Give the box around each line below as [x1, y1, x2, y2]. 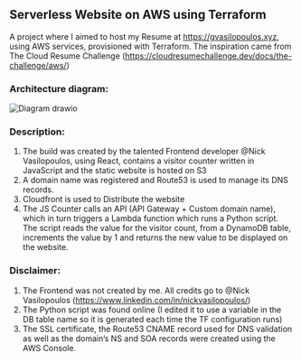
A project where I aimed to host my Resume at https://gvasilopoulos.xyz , [9, 31, 280, 42]
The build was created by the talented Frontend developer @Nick [22, 146, 266, 157]
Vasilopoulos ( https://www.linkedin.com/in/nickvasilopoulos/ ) [22, 294, 251, 305]
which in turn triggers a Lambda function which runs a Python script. [22, 213, 278, 224]
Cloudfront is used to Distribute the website [22, 194, 185, 205]
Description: [9, 125, 65, 138]
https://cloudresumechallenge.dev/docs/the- [125, 50, 292, 61]
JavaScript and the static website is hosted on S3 [22, 165, 207, 176]
